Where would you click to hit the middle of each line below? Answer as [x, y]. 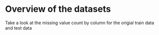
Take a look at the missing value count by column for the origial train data [80, 23]
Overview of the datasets [58, 9]
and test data [19, 28]
